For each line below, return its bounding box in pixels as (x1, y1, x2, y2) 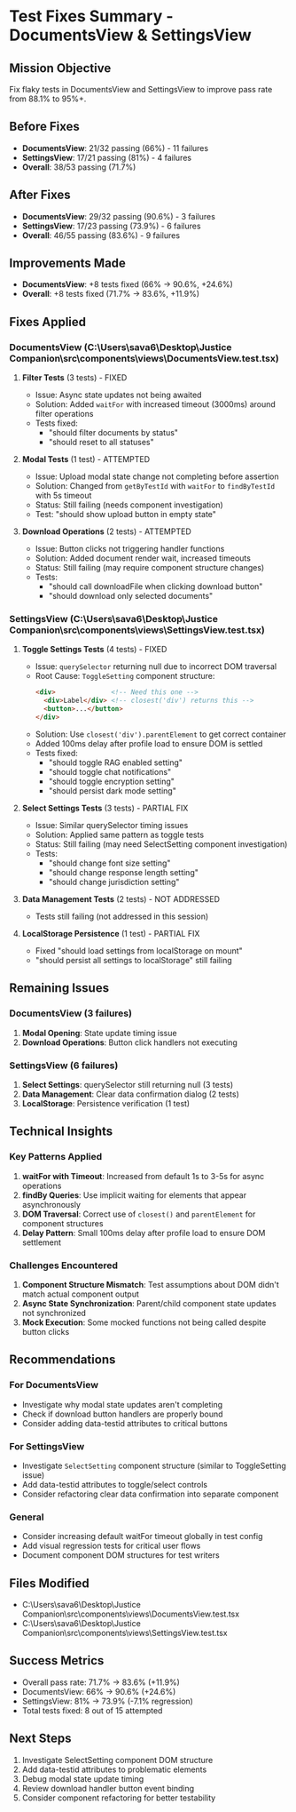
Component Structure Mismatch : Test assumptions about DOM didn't (21, 1279, 279, 1289)
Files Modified (9, 1576, 90, 1591)
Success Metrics (9, 1653, 105, 1668)
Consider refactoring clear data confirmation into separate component (21, 1489, 279, 1499)
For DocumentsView (9, 1379, 99, 1392)
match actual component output (21, 1289, 140, 1299)
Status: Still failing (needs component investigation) (35, 499, 223, 510)
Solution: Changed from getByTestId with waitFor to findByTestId (35, 481, 276, 491)
